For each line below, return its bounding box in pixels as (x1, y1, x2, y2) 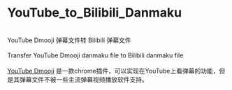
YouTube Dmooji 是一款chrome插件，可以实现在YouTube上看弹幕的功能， (7, 66, 219, 75)
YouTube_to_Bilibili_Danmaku (7, 5, 182, 21)
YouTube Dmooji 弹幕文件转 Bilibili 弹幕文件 (7, 36, 131, 44)
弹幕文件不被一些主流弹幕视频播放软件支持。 (19, 75, 148, 84)
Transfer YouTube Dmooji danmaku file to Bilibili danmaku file (7, 51, 184, 60)
